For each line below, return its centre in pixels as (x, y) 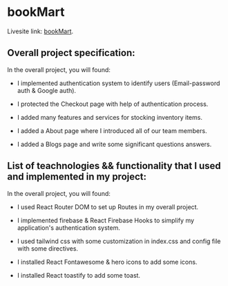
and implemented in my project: (77, 177)
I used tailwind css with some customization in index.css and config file (119, 241)
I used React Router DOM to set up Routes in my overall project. (108, 207)
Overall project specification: (71, 53)
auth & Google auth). (47, 90)
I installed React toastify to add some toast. (78, 275)
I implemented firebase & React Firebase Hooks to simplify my (106, 220)
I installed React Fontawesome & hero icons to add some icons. (107, 262)
